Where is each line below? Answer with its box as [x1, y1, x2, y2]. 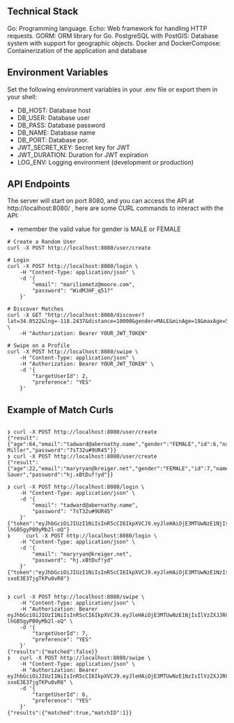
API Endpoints [7, 178, 70, 191]
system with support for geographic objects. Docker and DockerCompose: [7, 38, 221, 47]
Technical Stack [7, 6, 79, 17]
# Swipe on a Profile [7, 342, 70, 350]
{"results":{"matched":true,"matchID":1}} [7, 710, 132, 717]
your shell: [7, 92, 38, 100]
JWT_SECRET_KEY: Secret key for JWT [17, 143, 130, 151]
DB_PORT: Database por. [17, 135, 89, 144]
